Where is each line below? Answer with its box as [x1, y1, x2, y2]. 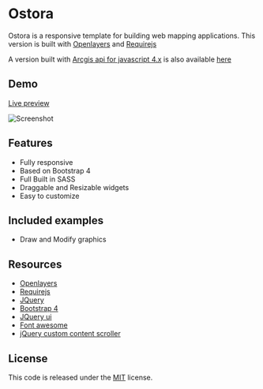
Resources [8, 257, 62, 271]
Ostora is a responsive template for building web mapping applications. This [8, 31, 256, 40]
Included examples [8, 214, 104, 227]
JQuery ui [19, 312, 52, 322]
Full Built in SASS [19, 174, 76, 184]
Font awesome [19, 320, 69, 330]
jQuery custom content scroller [19, 329, 121, 339]
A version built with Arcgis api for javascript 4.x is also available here [8, 54, 231, 64]
